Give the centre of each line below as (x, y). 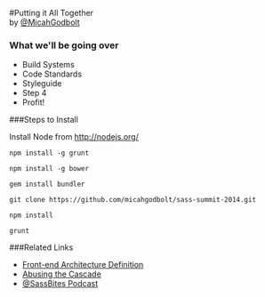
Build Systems (48, 65)
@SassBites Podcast (60, 284)
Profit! (33, 102)
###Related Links (41, 247)
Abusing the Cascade (62, 274)
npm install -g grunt (49, 153)
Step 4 (34, 93)
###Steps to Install (44, 120)
